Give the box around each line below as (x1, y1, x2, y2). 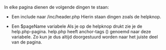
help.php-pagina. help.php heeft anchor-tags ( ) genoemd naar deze (11, 29, 151, 34)
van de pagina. (11, 39, 42, 45)
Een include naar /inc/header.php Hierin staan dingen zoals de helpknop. (11, 14, 162, 19)
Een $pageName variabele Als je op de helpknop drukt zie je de (11, 23, 143, 29)
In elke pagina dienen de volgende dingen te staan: (4, 4, 109, 10)
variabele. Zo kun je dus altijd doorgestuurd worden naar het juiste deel (11, 34, 158, 40)
